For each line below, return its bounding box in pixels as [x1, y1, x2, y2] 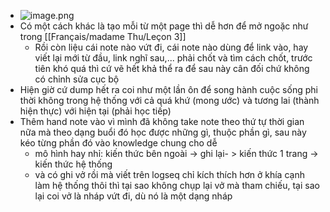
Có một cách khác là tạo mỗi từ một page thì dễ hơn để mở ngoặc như [19, 20, 309, 32]
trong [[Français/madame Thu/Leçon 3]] [19, 31, 187, 42]
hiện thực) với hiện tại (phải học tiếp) [19, 105, 172, 117]
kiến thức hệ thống [34, 158, 113, 170]
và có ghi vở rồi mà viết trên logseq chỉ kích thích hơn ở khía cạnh [34, 169, 305, 180]
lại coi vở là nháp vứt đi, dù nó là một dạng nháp [34, 190, 233, 202]
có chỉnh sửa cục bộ [34, 73, 120, 85]
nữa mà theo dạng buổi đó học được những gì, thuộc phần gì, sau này [19, 126, 307, 138]
